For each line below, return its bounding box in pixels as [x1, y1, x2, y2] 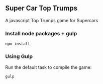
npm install [5, 41, 30, 47]
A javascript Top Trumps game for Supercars [5, 17, 98, 23]
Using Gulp [5, 53, 33, 60]
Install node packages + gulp [5, 30, 77, 37]
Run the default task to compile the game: [5, 64, 92, 70]
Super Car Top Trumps [5, 4, 78, 13]
